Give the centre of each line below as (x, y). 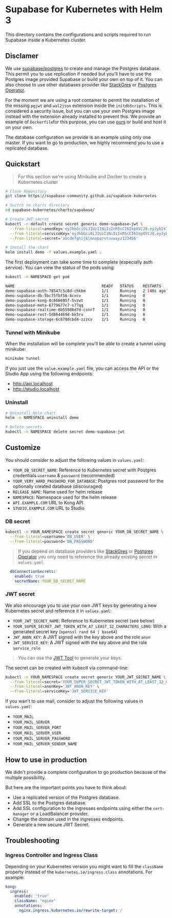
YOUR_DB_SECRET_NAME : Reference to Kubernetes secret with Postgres (84, 470)
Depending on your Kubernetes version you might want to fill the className (84, 866)
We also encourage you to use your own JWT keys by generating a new (81, 605)
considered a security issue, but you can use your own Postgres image (80, 111)
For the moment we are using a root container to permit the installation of (82, 100)
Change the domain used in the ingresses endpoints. (68, 819)
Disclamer (22, 56)
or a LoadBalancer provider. (59, 814)
